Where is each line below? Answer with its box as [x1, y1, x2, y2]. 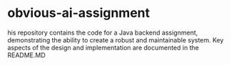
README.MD [7, 51, 46, 59]
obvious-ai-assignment [7, 5, 150, 21]
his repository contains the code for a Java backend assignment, [7, 28, 198, 37]
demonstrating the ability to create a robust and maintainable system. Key [7, 35, 224, 44]
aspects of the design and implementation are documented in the [7, 43, 200, 52]
